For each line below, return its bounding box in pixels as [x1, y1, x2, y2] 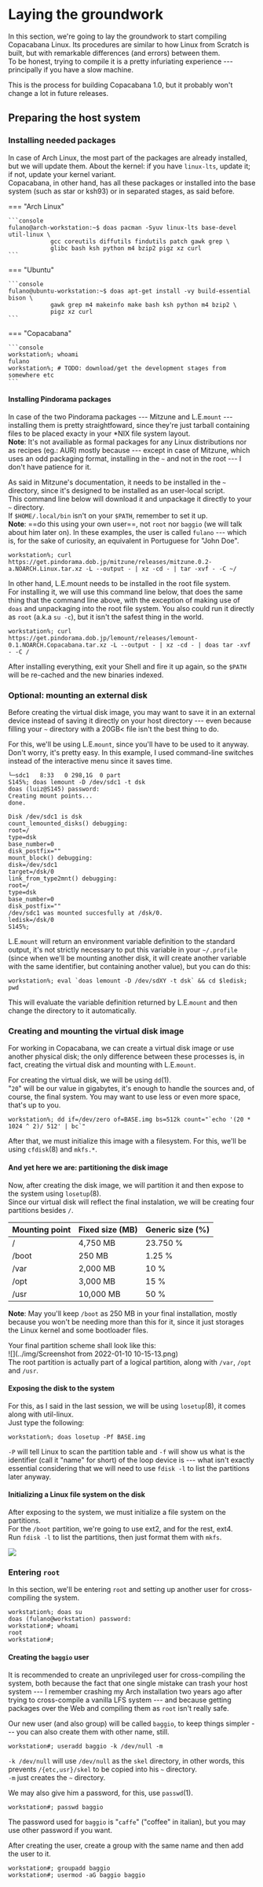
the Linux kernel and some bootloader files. [8, 1325, 149, 1335]
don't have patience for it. [8, 462, 92, 471]
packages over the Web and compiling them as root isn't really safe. [8, 1703, 229, 1712]
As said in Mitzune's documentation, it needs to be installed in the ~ [8, 477, 226, 487]
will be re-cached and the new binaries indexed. [8, 670, 164, 680]
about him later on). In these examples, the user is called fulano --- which [8, 527, 247, 536]
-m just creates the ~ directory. [8, 1772, 106, 1782]
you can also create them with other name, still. [16, 1727, 170, 1736]
